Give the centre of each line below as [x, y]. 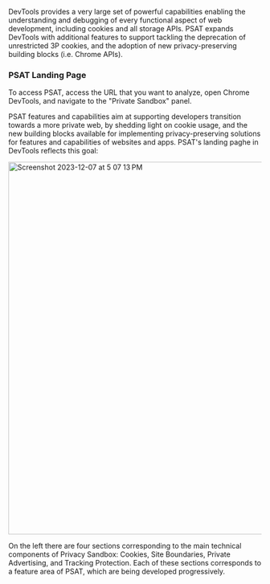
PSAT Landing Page [47, 75]
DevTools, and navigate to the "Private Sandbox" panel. [100, 101]
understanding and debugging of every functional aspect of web [115, 20]
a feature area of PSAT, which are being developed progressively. [117, 572]
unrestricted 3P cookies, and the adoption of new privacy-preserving [123, 46]
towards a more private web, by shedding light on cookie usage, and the [128, 125]
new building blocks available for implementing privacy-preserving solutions [135, 134]
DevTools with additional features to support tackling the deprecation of [127, 37]
